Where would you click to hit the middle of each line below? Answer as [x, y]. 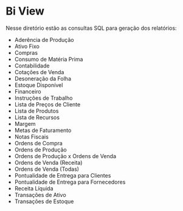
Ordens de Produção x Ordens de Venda [65, 156]
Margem [25, 123]
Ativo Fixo [27, 46]
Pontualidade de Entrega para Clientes [63, 175]
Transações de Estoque [44, 201]
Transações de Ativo [40, 195]
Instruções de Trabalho [43, 98]
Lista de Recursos [37, 117]
